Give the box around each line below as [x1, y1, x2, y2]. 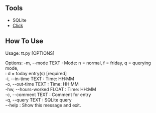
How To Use [5, 37, 44, 45]
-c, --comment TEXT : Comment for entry [5, 92, 91, 98]
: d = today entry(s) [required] [5, 70, 67, 76]
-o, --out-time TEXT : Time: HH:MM [5, 81, 79, 87]
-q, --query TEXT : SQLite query [5, 97, 72, 103]
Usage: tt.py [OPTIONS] [5, 50, 55, 56]
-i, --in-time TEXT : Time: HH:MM [5, 76, 74, 82]
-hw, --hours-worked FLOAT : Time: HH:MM [5, 86, 96, 92]
